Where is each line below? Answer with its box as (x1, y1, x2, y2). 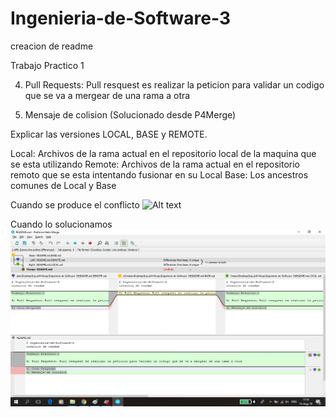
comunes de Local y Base (10, 179, 117, 191)
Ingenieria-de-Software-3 (10, 7, 232, 30)
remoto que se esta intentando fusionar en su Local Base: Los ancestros (10, 168, 309, 181)
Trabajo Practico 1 (10, 59, 85, 71)
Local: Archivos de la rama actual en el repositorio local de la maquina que (10, 147, 317, 159)
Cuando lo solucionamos (10, 218, 113, 230)
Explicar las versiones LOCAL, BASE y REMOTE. (10, 128, 208, 140)
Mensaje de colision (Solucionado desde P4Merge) (24, 108, 237, 121)
